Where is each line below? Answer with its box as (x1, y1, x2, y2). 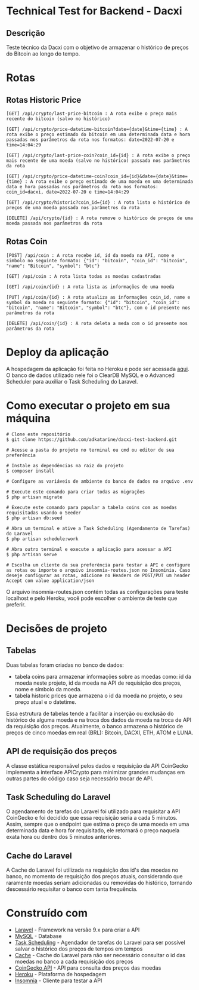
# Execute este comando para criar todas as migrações (6, 489, 145, 495)
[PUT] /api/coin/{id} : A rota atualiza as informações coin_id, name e (6, 294, 191, 300)
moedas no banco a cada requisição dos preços (14, 958, 133, 966)
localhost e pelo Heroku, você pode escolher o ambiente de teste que (6, 594, 178, 602)
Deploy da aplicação (6, 345, 109, 359)
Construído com (6, 906, 88, 920)
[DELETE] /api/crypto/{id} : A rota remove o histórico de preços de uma (6, 215, 194, 221)
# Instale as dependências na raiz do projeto (6, 462, 124, 468)
